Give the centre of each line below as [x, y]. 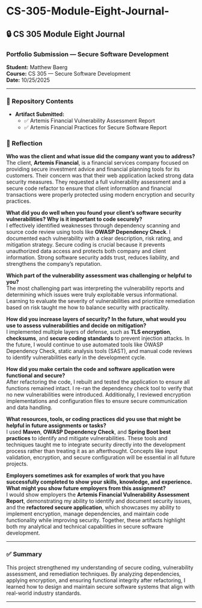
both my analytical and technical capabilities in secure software [85, 527]
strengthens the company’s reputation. [54, 264]
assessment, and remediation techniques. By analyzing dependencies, [94, 574]
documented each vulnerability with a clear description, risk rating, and [94, 238]
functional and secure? [36, 376]
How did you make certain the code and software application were [91, 369]
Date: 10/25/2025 [28, 80]
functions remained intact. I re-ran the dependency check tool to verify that [100, 388]
